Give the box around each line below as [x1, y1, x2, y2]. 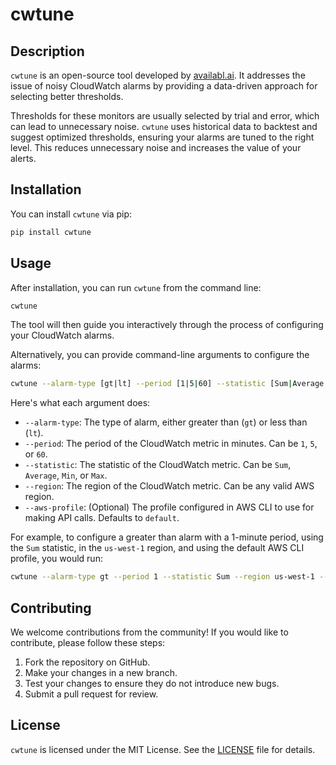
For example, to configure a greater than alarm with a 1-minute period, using [10, 531, 324, 543]
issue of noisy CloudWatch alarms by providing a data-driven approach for [10, 80, 318, 92]
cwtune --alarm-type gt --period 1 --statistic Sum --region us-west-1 [10, 572, 315, 582]
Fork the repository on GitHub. [24, 656, 151, 668]
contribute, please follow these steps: [10, 636, 166, 648]
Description [10, 43, 85, 60]
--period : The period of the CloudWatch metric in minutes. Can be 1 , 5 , [24, 438, 318, 450]
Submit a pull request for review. [24, 688, 159, 700]
